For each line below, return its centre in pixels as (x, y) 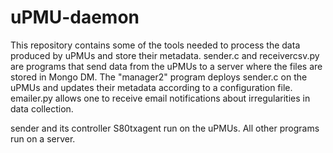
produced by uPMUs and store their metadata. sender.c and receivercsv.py (165, 55)
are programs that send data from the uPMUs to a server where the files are (166, 66)
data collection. (42, 108)
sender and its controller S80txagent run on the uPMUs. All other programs (165, 128)
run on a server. (43, 138)
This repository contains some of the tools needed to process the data (155, 45)
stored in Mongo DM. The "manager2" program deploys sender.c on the (159, 77)
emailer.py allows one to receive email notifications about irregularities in (160, 98)
